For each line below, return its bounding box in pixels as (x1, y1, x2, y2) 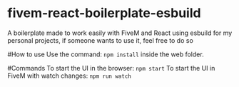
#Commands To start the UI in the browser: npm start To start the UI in (7, 63, 215, 72)
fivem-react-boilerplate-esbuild (7, 5, 201, 21)
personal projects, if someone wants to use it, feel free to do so (7, 36, 194, 44)
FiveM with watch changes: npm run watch (7, 71, 132, 80)
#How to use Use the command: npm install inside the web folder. (7, 50, 205, 58)
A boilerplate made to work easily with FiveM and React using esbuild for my (7, 29, 233, 37)
